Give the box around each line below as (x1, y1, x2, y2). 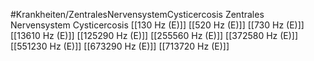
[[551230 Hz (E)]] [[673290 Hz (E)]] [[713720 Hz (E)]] (10, 40, 230, 52)
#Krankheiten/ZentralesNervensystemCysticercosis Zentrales (10, 9, 265, 20)
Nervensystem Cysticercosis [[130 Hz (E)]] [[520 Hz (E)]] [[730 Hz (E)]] (10, 19, 305, 31)
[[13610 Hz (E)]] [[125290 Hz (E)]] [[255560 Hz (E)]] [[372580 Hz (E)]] (10, 30, 299, 41)
